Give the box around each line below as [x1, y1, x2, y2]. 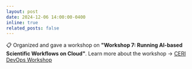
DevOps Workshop [6, 57, 52, 64]
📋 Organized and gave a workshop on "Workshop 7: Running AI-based [6, 42, 183, 49]
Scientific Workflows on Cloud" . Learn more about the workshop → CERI [6, 50, 186, 57]
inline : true [6, 19, 38, 25]
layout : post [6, 8, 38, 15]
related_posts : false [6, 25, 60, 31]
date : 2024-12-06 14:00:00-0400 [6, 14, 86, 20]
